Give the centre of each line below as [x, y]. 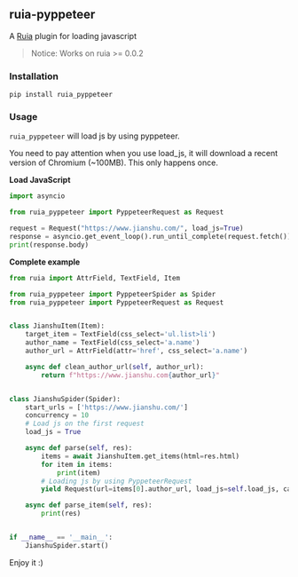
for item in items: [77, 464]
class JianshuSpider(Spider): [65, 399]
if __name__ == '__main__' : [61, 537]
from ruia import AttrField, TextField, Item [94, 278]
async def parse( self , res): [79, 448]
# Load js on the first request [85, 424]
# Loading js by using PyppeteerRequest [117, 481]
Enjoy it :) [27, 562]
